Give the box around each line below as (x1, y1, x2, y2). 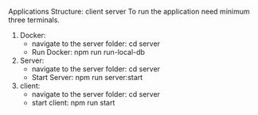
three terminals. (8, 15, 60, 25)
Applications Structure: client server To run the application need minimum (8, 7, 250, 16)
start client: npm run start (31, 98, 115, 107)
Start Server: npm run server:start (31, 73, 143, 82)
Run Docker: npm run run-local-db (31, 48, 146, 56)
